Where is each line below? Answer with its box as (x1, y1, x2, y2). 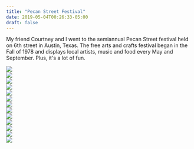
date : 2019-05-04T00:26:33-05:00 (6, 14, 88, 20)
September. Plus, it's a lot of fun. (6, 54, 86, 62)
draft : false (6, 19, 38, 25)
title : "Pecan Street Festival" (6, 8, 86, 15)
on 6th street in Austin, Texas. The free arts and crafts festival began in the (6, 42, 188, 49)
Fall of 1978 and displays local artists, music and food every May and (6, 48, 173, 55)
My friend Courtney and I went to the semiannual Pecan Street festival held (6, 36, 189, 43)
